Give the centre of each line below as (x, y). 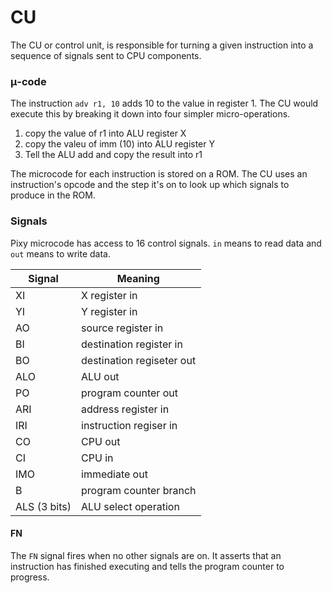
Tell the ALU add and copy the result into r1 (113, 155)
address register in (125, 409)
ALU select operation (130, 506)
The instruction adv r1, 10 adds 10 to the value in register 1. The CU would (164, 103)
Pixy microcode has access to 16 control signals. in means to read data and (166, 243)
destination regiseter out (139, 360)
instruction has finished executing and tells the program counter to (147, 566)
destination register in (132, 344)
